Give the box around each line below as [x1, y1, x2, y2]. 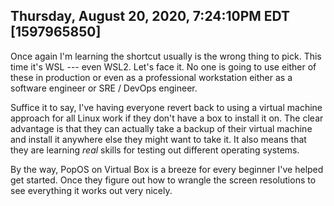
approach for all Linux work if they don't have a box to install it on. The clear [10, 112, 324, 124]
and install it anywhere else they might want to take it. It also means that [10, 133, 307, 145]
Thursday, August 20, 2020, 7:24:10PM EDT [10, 8, 291, 25]
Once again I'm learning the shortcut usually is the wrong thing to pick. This [10, 50, 322, 62]
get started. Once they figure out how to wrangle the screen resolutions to [10, 174, 317, 186]
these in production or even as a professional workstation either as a [10, 71, 293, 83]
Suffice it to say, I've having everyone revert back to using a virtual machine [10, 101, 323, 113]
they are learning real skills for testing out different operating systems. [10, 144, 300, 156]
